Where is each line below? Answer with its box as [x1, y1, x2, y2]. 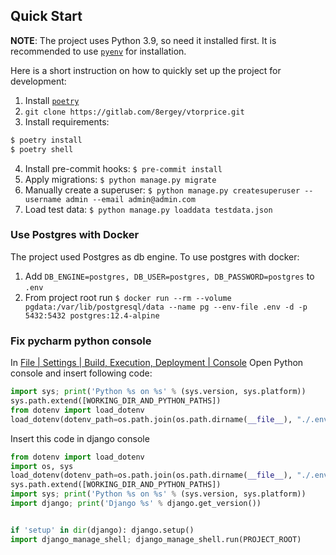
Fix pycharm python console [10, 334, 152, 348]
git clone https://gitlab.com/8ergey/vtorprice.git [24, 107, 245, 117]
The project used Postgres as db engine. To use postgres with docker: [10, 250, 300, 263]
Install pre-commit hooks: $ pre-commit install [24, 162, 223, 174]
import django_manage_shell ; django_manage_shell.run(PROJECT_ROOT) [10, 534, 302, 544]
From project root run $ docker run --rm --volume [24, 291, 232, 303]
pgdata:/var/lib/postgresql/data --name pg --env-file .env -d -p [24, 302, 308, 312]
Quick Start [10, 8, 83, 25]
